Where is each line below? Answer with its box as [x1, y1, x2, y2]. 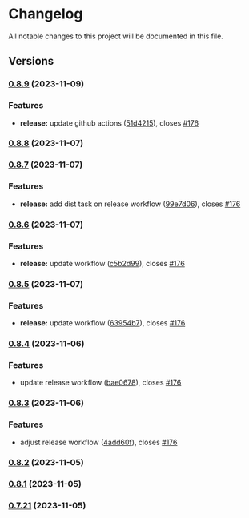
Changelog [8, 5, 83, 23]
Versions [8, 54, 54, 68]
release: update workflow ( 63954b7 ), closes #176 [19, 318, 186, 328]
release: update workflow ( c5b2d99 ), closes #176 [19, 258, 186, 268]
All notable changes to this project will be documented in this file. [8, 31, 224, 41]
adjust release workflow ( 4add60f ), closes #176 [19, 437, 178, 447]
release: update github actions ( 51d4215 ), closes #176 [19, 118, 199, 128]
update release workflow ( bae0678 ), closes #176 [19, 377, 182, 388]
